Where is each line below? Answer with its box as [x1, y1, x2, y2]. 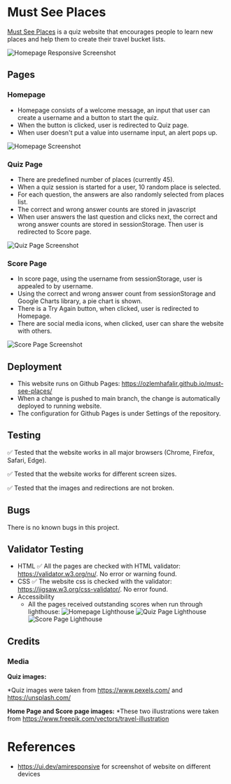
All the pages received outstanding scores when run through [27, 600, 203, 609]
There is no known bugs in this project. [7, 523, 120, 531]
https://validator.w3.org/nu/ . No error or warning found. [17, 570, 177, 578]
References [7, 739, 76, 755]
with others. [17, 327, 52, 335]
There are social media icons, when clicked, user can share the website [17, 319, 224, 328]
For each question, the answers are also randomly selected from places [17, 190, 225, 199]
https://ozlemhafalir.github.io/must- [121, 380, 224, 388]
